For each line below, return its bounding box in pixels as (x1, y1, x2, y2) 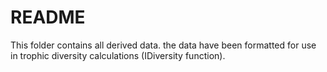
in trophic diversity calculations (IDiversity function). (10, 49, 226, 61)
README (10, 6, 86, 29)
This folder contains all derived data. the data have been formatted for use (10, 39, 317, 51)
